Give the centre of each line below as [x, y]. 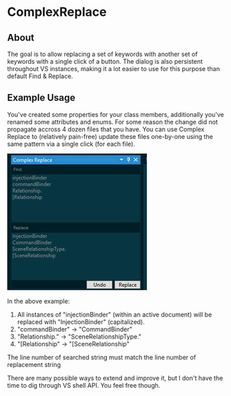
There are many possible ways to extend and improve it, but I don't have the [115, 378]
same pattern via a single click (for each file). [71, 144]
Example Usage [41, 98]
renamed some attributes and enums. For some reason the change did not [113, 122]
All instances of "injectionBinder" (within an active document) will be [114, 314]
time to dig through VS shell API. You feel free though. [84, 385]
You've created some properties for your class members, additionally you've [115, 114]
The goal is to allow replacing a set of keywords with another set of [102, 54]
